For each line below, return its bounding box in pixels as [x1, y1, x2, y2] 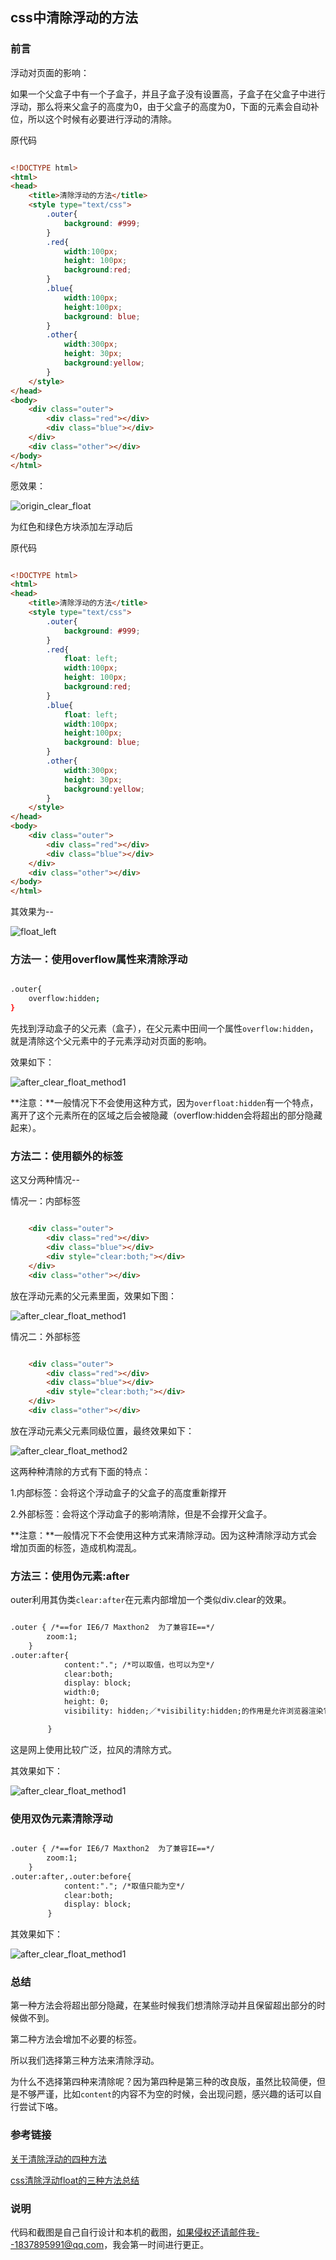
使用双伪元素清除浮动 [10, 1811, 113, 1825]
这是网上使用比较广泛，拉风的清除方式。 [10, 1743, 177, 1755]
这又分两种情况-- [10, 1174, 80, 1186]
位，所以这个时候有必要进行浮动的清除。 [10, 113, 177, 125]
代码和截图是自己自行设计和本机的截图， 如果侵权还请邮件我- [10, 2226, 260, 2238]
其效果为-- [10, 906, 54, 918]
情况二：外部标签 [10, 1330, 81, 1342]
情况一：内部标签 [10, 1195, 81, 1207]
